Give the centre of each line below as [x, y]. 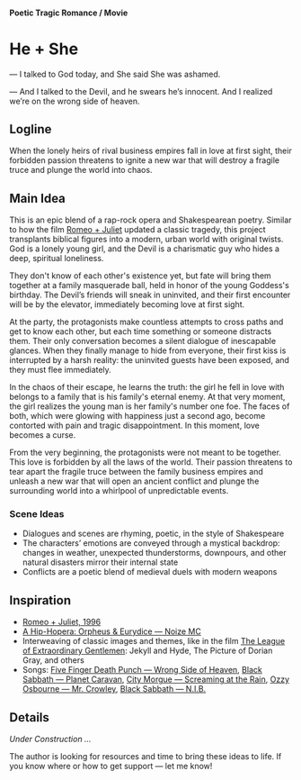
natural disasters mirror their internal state [100, 562]
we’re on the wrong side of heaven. [75, 101]
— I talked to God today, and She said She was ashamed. [115, 74]
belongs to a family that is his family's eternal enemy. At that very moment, [147, 397]
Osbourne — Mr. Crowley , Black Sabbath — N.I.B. [114, 689]
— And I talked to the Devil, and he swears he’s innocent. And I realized [141, 91]
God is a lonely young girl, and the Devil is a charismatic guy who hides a [145, 249]
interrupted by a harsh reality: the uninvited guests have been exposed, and [150, 360]
